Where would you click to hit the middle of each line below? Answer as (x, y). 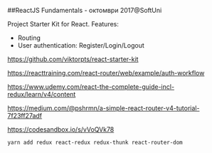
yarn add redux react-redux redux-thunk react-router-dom (95, 142)
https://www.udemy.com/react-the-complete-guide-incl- (91, 87)
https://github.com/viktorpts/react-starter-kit (73, 59)
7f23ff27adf (25, 116)
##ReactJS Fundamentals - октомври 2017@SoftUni (85, 10)
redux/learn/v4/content (42, 94)
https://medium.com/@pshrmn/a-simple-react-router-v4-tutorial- (104, 108)
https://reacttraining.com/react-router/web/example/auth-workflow (106, 73)
